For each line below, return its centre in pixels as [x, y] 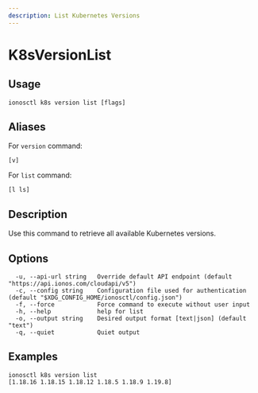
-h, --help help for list [80, 312]
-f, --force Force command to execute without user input [133, 305]
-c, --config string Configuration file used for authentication [131, 291]
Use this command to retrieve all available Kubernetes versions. [112, 233]
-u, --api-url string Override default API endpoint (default [124, 277]
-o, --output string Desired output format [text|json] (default [131, 319]
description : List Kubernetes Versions [74, 16]
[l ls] [19, 190]
